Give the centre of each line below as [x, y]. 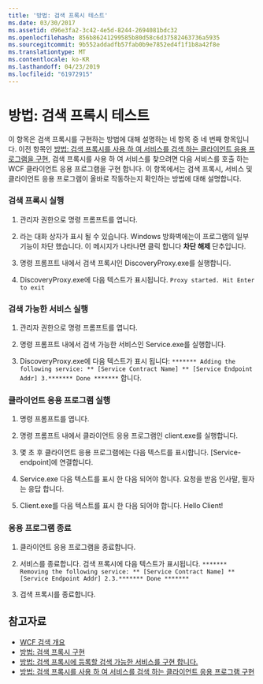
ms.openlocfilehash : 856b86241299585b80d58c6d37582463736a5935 [114, 37]
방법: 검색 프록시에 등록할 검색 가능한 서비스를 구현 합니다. [109, 662]
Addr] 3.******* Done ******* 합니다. [80, 378]
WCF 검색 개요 [42, 642]
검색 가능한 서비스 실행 [48, 308]
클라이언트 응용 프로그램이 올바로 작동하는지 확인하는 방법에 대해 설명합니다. [125, 178]
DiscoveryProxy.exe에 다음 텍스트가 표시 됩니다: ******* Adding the [128, 361]
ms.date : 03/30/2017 [42, 23]
